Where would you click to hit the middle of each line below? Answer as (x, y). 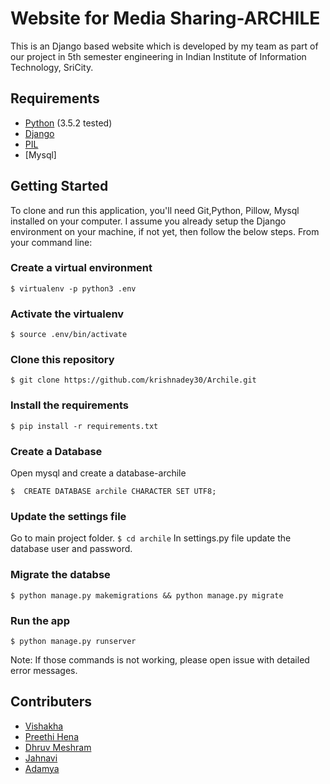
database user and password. (71, 549)
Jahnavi (41, 758)
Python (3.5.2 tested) (68, 123)
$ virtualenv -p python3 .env (73, 288)
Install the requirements (69, 405)
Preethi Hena (51, 736)
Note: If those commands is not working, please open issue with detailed (160, 659)
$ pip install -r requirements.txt (84, 426)
